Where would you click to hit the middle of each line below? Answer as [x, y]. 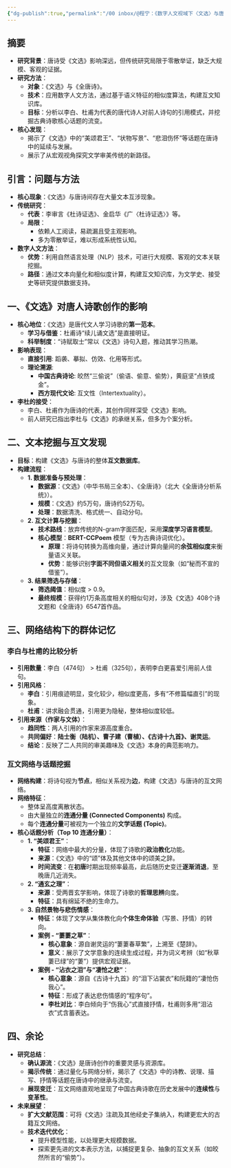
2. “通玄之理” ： [49, 884]
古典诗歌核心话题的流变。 [70, 121]
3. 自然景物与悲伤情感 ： [61, 909]
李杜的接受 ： [35, 402]
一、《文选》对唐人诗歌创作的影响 [77, 306]
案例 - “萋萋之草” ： [65, 935]
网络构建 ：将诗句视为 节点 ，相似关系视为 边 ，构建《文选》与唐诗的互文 [117, 780]
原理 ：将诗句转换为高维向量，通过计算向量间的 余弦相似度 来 [132, 546]
